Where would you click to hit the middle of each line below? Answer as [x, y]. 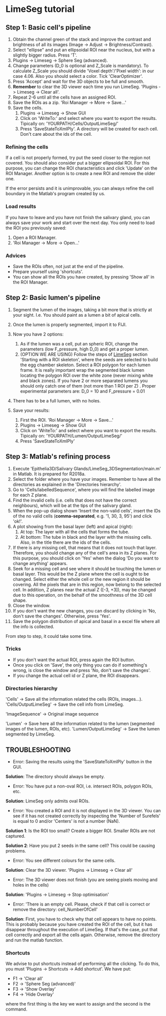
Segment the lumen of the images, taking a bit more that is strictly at [82, 310]
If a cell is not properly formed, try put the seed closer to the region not [78, 158]
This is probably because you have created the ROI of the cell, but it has [79, 924]
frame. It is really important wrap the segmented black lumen [82, 370]
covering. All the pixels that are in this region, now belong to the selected [87, 584]
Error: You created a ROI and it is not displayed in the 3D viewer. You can [87, 810]
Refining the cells [27, 147]
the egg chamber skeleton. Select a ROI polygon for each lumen [85, 365]
